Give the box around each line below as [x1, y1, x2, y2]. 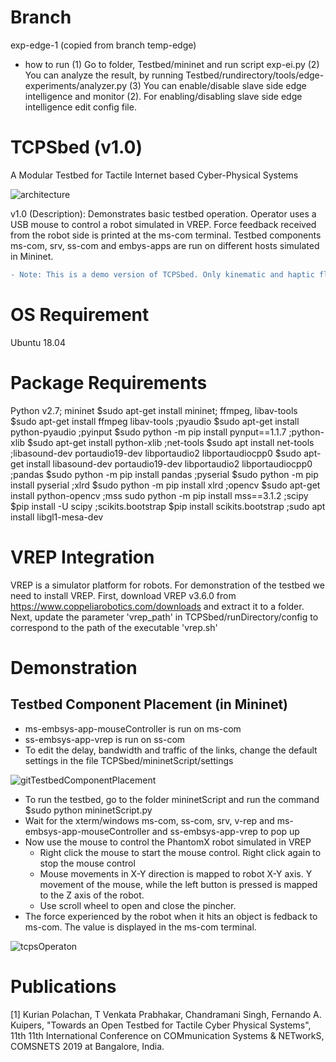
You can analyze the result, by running [24, 69, 184, 81]
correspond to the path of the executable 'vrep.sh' [10, 621, 218, 633]
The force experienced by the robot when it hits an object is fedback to [24, 910, 318, 922]
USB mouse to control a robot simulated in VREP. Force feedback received [10, 218, 317, 230]
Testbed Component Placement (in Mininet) [10, 696, 288, 713]
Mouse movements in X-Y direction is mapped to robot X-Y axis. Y [39, 867, 313, 880]
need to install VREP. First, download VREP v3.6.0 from [10, 589, 237, 601]
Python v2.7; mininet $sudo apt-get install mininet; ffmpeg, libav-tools [10, 404, 298, 416]
